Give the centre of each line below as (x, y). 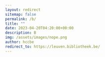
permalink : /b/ (21, 19)
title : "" (15, 24)
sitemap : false (21, 14)
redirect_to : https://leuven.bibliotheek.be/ (52, 47)
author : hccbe (20, 42)
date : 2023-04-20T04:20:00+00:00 (39, 28)
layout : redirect (23, 10)
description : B (21, 33)
